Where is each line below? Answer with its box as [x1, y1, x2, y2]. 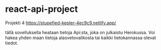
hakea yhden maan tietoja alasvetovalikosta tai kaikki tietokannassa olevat [5, 35, 156, 41]
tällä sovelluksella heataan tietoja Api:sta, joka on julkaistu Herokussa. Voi [5, 29, 155, 35]
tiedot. [5, 40, 18, 46]
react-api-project [5, 3, 78, 15]
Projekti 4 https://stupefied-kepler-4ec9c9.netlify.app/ [5, 20, 116, 26]
